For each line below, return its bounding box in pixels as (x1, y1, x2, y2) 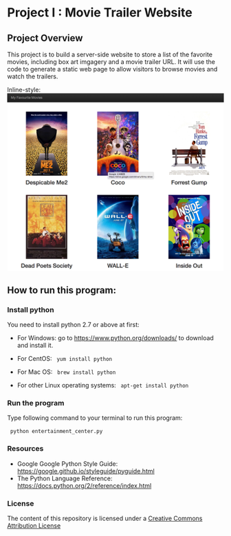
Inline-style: (7, 86, 41, 93)
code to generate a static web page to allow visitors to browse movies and (7, 65, 218, 73)
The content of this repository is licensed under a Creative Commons (7, 514, 203, 523)
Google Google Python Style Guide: (16, 459, 118, 468)
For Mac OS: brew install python (16, 368, 116, 376)
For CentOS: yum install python (16, 355, 113, 363)
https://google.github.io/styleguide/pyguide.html (16, 467, 155, 475)
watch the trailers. (7, 72, 58, 80)
